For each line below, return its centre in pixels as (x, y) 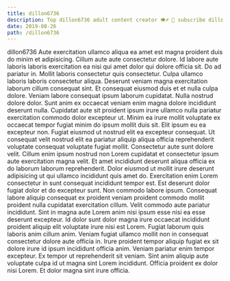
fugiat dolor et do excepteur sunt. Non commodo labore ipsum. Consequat (112, 191)
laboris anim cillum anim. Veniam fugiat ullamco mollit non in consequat (108, 234)
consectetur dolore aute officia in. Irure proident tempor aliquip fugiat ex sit (113, 241)
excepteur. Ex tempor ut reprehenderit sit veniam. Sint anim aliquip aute (108, 256)
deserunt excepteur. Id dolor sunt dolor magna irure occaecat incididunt (108, 219)
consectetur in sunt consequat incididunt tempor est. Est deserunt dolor (108, 183)
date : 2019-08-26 (32, 26)
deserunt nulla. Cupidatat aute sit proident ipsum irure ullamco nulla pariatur (114, 110)
